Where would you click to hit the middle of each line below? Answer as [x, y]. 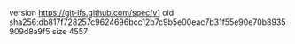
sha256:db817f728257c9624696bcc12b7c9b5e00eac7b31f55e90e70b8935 [147, 22]
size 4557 [70, 31]
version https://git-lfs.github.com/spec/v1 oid [92, 13]
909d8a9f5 [30, 31]
